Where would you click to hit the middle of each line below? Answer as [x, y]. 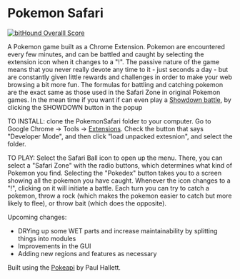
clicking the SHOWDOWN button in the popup [75, 107]
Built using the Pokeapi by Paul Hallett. [64, 267]
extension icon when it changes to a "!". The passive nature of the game [114, 61]
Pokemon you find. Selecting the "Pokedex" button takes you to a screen [115, 173]
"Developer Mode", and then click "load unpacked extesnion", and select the [120, 136]
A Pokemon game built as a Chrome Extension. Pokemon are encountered [116, 46]
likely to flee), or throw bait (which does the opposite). [87, 203]
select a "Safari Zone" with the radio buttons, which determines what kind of [120, 165]
